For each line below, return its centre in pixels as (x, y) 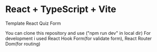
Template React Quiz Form (33, 23)
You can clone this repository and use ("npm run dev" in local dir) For (78, 33)
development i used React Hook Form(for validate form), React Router (78, 38)
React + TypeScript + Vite (61, 9)
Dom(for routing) (23, 43)
